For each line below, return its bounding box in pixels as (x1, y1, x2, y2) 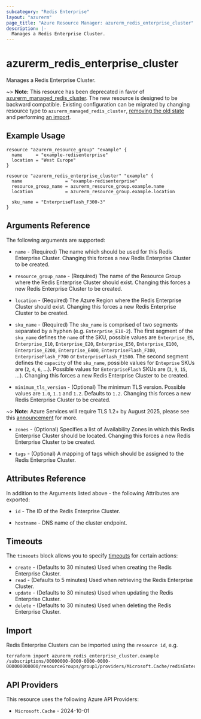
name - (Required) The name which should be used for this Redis (14, 248, 173, 255)
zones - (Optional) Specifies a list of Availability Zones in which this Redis (14, 425, 194, 432)
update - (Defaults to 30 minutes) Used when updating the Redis (14, 589, 173, 596)
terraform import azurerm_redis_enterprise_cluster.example (6, 653, 160, 659)
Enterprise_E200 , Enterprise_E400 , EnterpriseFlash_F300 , (14, 346, 157, 354)
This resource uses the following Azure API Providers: (6, 695, 139, 703)
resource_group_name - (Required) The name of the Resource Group (14, 272, 181, 279)
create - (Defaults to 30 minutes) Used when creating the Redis (14, 563, 172, 571)
